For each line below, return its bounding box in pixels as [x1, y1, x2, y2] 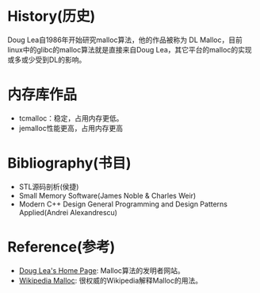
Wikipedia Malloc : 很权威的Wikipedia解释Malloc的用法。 [18, 276, 203, 285]
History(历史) [7, 7, 96, 25]
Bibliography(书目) [7, 154, 132, 172]
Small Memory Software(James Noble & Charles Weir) [18, 191, 197, 200]
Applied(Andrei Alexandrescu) [18, 207, 118, 217]
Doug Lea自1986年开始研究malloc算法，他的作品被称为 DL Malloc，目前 [7, 35, 243, 44]
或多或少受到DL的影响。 [7, 55, 86, 64]
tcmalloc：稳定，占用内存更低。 [18, 113, 124, 123]
